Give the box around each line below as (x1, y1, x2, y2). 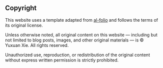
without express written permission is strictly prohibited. (5, 57, 119, 63)
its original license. (5, 22, 43, 28)
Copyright (5, 4, 37, 12)
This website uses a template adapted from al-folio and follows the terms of (5, 17, 159, 23)
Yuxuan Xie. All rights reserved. (5, 42, 69, 48)
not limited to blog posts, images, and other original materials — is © (5, 37, 144, 43)
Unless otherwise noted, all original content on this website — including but (5, 32, 158, 37)
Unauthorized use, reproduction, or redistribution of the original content (5, 52, 150, 58)
